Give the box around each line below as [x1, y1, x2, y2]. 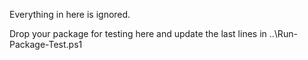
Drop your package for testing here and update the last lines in [9, 28, 267, 39]
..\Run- [268, 28, 298, 39]
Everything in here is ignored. [9, 9, 131, 20]
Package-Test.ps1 [9, 39, 83, 50]
